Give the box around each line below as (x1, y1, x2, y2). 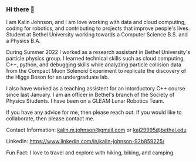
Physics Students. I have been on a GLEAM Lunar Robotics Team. (6, 97, 164, 104)
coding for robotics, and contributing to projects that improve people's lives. (6, 25, 190, 32)
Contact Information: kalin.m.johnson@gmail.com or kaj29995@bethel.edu (6, 126, 187, 134)
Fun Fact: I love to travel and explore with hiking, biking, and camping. (6, 149, 175, 156)
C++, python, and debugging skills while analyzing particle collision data (6, 61, 182, 68)
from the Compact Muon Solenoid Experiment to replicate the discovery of (6, 67, 187, 75)
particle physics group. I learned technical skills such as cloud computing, (6, 55, 185, 62)
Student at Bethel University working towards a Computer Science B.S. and (6, 31, 188, 38)
